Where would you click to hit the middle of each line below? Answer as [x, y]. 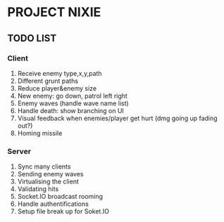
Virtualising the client [48, 182]
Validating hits [38, 189]
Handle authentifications [53, 204]
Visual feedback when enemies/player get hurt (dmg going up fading [117, 118]
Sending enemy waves [50, 174]
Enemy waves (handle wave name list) [73, 103]
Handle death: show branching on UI [71, 110]
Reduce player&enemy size [57, 88]
